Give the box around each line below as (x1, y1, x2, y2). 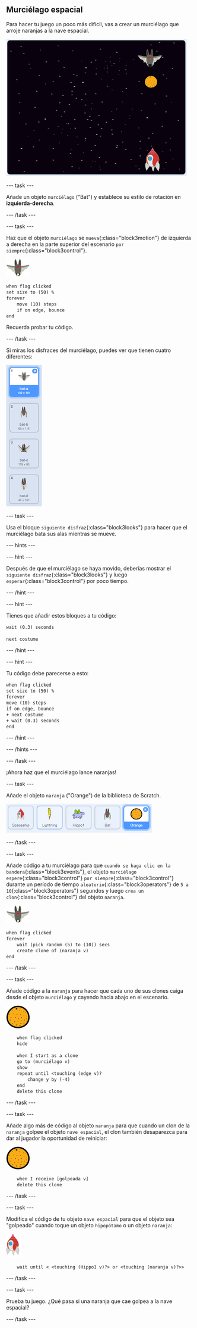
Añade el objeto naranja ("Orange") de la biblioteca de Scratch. (6, 791, 161, 799)
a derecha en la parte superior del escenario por (6, 241, 125, 248)
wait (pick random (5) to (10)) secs (17, 942, 110, 947)
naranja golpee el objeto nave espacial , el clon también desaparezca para (6, 1128, 188, 1135)
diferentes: (6, 353, 33, 360)
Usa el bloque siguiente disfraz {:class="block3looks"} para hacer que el (6, 523, 188, 531)
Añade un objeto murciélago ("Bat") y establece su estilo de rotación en (6, 193, 181, 200)
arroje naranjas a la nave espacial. (6, 27, 90, 34)
